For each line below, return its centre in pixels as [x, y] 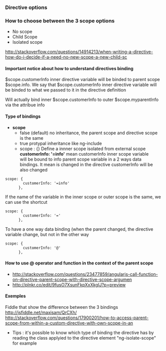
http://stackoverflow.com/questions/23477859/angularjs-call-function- [85, 274]
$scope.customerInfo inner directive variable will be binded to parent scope [83, 80]
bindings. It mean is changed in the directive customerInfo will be [86, 164]
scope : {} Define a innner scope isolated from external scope [83, 149]
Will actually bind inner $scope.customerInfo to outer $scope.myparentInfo [82, 100]
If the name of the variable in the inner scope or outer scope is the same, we [83, 197]
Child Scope [25, 37]
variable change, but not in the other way [47, 234]
